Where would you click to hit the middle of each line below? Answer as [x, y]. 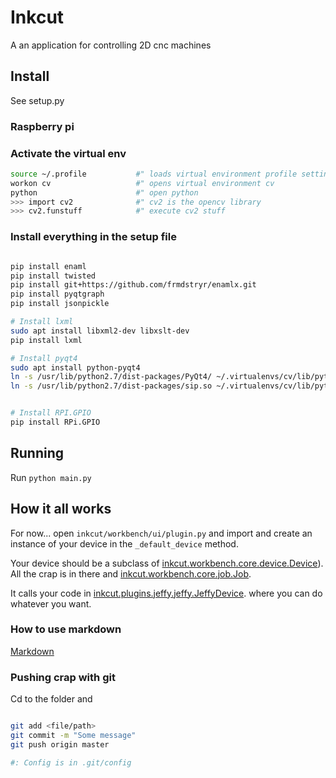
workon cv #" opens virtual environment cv [142, 183]
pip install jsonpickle [60, 304]
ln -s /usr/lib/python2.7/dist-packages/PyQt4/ [111, 377]
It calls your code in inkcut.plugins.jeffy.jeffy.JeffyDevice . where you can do [166, 593]
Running [37, 453]
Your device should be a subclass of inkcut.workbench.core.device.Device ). [167, 563]
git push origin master [60, 744]
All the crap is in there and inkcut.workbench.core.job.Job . [131, 573]
